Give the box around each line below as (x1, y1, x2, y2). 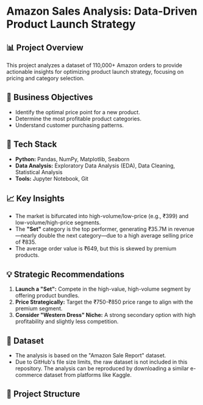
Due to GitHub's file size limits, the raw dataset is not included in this (15, 359, 188, 366)
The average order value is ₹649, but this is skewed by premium (15, 245, 177, 252)
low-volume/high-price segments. (15, 219, 101, 227)
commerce (15, 371, 43, 379)
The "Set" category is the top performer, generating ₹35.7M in (15, 225, 173, 233)
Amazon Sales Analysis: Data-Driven (6, 4, 198, 18)
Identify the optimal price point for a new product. (15, 108, 140, 115)
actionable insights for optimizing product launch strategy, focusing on (6, 68, 184, 75)
